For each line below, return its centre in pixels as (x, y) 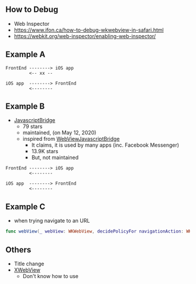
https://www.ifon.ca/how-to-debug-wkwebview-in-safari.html (89, 30)
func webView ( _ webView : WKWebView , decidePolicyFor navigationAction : (94, 231)
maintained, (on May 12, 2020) (59, 133)
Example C (25, 207)
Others (18, 250)
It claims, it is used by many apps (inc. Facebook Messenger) (105, 145)
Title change (29, 264)
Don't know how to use (50, 276)
